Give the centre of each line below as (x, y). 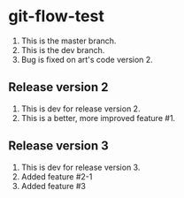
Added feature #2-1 (57, 176)
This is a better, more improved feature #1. (98, 118)
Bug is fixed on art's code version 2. (87, 59)
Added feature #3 (53, 186)
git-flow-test (57, 16)
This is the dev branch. (63, 49)
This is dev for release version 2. (80, 109)
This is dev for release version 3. (80, 167)
